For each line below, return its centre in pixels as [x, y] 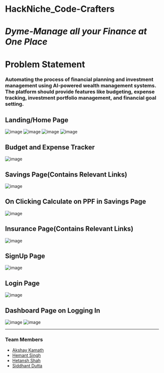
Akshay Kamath [28, 350]
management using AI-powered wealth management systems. [81, 86]
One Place [26, 42]
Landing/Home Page [37, 120]
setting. [15, 104]
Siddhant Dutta [27, 366]
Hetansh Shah [26, 361]
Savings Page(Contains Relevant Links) [66, 174]
